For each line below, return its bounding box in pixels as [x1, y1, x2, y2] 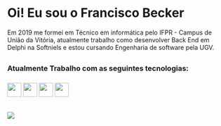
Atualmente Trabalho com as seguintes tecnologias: [7, 63, 189, 73]
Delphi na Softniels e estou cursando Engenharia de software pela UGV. [7, 43, 215, 51]
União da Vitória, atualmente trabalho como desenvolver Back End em [7, 35, 210, 44]
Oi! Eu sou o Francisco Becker [7, 5, 185, 21]
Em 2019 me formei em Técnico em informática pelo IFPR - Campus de [7, 28, 213, 37]
